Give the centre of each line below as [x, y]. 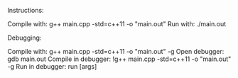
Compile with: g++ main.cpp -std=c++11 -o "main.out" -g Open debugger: [116, 51]
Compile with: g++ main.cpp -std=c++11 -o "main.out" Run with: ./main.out [117, 24]
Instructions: [26, 10]
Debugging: [25, 38]
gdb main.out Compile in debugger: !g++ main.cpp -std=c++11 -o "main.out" [119, 59]
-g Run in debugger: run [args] [52, 66]
